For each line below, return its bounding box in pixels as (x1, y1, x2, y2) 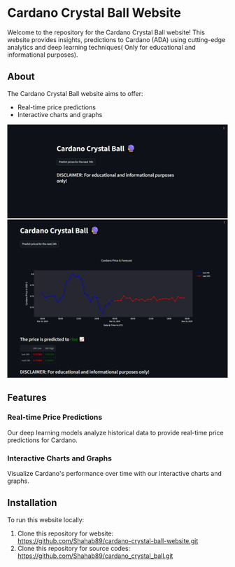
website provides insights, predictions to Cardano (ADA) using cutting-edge (7, 35, 226, 43)
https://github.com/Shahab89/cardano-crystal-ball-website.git (17, 536, 199, 545)
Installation (7, 497, 57, 509)
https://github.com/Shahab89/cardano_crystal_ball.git (17, 552, 173, 560)
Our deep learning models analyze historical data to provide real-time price (7, 428, 224, 437)
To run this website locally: (7, 515, 85, 524)
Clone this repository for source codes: (17, 544, 131, 552)
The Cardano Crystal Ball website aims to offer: (7, 89, 143, 97)
